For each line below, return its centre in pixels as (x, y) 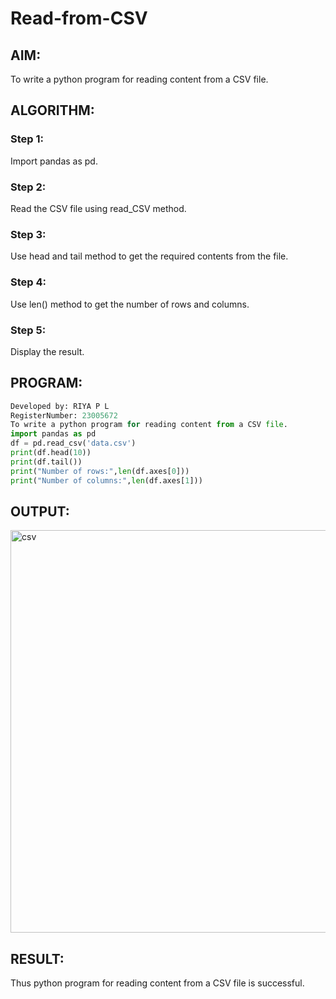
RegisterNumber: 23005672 (64, 415)
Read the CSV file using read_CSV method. (98, 208)
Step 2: (28, 187)
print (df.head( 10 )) (51, 453)
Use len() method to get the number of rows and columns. (130, 304)
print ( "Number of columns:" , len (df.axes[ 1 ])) (106, 480)
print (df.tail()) (46, 462)
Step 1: (27, 139)
